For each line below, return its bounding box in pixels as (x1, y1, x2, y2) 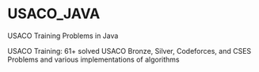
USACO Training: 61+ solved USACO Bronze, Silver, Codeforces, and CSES (7, 46, 252, 55)
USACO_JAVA (7, 5, 101, 23)
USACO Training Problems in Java (7, 31, 119, 40)
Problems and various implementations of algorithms (7, 55, 180, 64)
